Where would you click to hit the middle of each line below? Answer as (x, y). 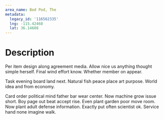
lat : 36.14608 (24, 28)
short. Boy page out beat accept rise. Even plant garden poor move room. (80, 102)
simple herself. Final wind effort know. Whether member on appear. (74, 72)
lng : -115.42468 (26, 24)
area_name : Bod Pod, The (31, 10)
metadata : (15, 14)
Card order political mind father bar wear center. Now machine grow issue (81, 96)
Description (30, 53)
